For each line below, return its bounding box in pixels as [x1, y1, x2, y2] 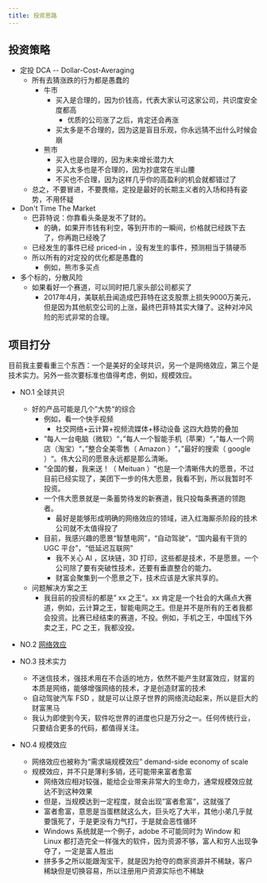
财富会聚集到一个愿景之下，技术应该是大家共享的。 [55, 573, 223, 583]
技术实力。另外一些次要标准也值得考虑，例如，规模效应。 [8, 370, 196, 380]
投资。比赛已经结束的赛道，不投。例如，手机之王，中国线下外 [50, 613, 253, 622]
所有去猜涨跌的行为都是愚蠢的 [31, 76, 130, 85]
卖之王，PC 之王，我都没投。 [43, 623, 139, 633]
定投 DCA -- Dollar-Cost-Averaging [19, 65, 135, 76]
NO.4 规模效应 [19, 740, 68, 749]
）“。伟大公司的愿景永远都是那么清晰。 [43, 454, 172, 463]
